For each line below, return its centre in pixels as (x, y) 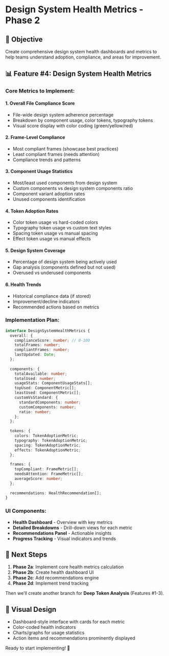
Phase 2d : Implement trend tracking (51, 583)
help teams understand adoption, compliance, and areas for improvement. (83, 57)
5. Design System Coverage (35, 250)
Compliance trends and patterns (46, 160)
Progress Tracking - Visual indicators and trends (64, 538)
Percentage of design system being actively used (65, 262)
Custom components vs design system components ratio (73, 188)
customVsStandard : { (36, 398)
